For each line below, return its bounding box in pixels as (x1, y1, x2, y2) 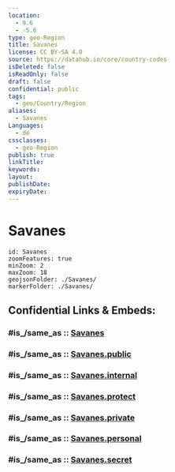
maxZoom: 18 (8, 268, 47, 276)
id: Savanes (8, 248, 47, 256)
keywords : (8, 166, 41, 174)
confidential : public (8, 84, 80, 93)
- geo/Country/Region (15, 99, 87, 107)
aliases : (8, 107, 37, 115)
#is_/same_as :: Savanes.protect (8, 391, 136, 402)
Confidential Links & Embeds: (8, 303, 156, 317)
